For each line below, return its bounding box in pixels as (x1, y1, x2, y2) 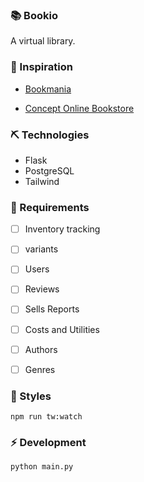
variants (24, 243, 59, 255)
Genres (24, 363, 56, 375)
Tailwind (24, 175, 60, 187)
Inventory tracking (24, 223, 101, 235)
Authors (24, 343, 58, 355)
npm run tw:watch (10, 411, 83, 422)
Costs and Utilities (24, 323, 100, 335)
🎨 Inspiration (10, 60, 73, 74)
